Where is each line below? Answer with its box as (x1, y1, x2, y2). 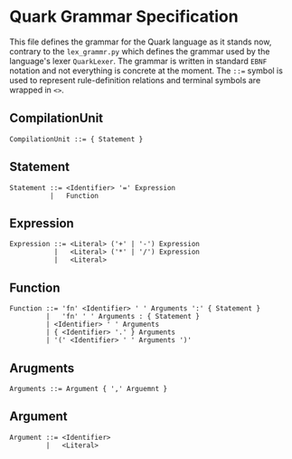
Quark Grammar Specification (9, 6, 239, 27)
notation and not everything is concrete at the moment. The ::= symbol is (9, 65, 283, 76)
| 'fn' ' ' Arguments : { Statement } (45, 312, 201, 321)
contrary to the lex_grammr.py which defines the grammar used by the (9, 45, 270, 56)
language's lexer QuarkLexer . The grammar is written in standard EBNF (9, 55, 268, 66)
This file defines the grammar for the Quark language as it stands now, (9, 36, 272, 47)
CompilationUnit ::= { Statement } (9, 134, 144, 144)
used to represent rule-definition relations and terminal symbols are (9, 74, 261, 85)
